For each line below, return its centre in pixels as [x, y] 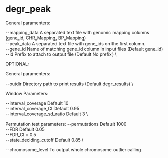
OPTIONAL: [17, 64]
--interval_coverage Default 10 [37, 103]
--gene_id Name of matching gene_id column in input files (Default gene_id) [84, 49]
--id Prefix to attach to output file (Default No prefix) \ [61, 54]
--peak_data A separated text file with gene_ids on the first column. [75, 43]
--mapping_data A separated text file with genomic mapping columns [77, 32]
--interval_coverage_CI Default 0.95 [42, 108]
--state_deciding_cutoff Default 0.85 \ [44, 140]
